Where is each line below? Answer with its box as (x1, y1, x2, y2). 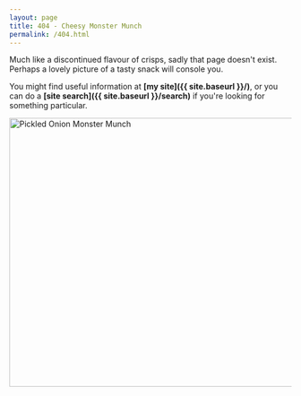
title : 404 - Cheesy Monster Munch (9, 22, 142, 30)
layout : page (9, 13, 58, 22)
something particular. (9, 100, 88, 111)
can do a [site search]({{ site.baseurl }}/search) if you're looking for (9, 90, 266, 101)
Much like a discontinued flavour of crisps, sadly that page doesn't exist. (9, 55, 278, 65)
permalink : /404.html (9, 30, 90, 39)
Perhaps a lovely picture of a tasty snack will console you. (9, 64, 224, 74)
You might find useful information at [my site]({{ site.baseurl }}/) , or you (9, 82, 279, 92)
